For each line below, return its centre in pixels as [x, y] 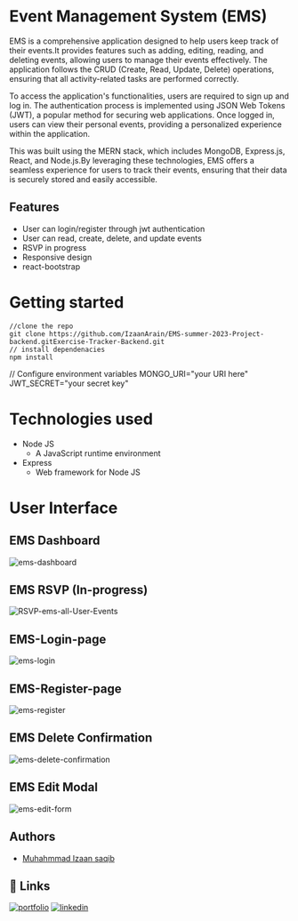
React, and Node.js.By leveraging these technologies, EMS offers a [132, 160]
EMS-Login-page [58, 639]
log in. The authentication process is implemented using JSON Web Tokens [147, 105]
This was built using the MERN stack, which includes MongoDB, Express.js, [147, 151]
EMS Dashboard [55, 541]
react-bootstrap [51, 266]
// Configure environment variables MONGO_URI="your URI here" [129, 373]
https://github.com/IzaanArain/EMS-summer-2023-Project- [157, 334]
